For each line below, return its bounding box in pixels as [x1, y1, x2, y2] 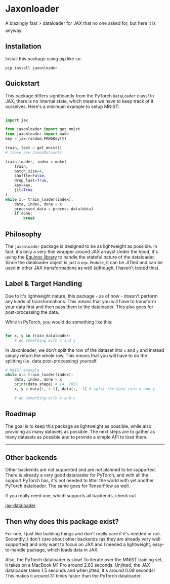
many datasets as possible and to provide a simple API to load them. [5, 434, 148, 440]
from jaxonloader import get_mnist [5, 127, 80, 132]
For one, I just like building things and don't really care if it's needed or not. [5, 531, 161, 537]
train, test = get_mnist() [5, 145, 62, 151]
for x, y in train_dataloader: [5, 333, 71, 338]
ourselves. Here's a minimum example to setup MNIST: [5, 103, 120, 109]
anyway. [5, 27, 23, 33]
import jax [5, 118, 28, 123]
